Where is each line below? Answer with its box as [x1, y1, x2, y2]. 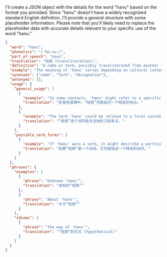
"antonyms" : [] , [9, 77, 43, 82]
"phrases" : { [9, 165, 37, 170]
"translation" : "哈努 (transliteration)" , [9, 59, 97, 64]
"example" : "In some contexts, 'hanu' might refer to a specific [23, 95, 162, 101]
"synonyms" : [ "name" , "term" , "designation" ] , [9, 72, 108, 77]
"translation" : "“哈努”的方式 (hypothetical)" [23, 229, 118, 234]
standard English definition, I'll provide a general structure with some [5, 15, 146, 20]
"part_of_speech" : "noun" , [9, 54, 66, 59]
